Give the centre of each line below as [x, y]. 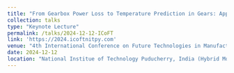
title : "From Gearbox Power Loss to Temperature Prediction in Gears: [112, 14]
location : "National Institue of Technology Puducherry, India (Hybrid [113, 59]
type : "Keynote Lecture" [43, 26]
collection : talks [34, 20]
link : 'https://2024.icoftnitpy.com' [62, 40]
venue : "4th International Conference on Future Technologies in [104, 46]
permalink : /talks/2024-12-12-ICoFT [60, 33]
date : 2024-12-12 [32, 53]
